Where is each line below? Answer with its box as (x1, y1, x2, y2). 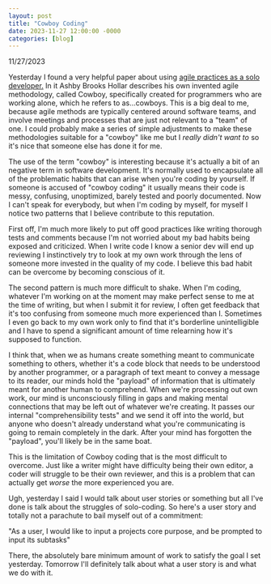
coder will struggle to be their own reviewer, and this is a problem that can (8, 469, 256, 479)
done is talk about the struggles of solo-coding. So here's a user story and (8, 502, 256, 512)
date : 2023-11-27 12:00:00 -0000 (8, 27, 121, 35)
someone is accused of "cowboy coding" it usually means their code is (8, 183, 245, 193)
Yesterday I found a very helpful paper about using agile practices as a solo (8, 72, 260, 82)
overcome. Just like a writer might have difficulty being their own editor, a (8, 461, 253, 471)
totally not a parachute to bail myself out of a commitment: (8, 511, 204, 521)
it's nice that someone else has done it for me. (8, 141, 163, 151)
